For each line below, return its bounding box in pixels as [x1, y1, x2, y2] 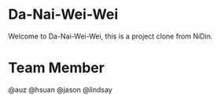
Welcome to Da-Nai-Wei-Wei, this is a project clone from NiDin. [8, 31, 213, 41]
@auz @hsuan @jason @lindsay [8, 85, 112, 94]
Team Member [8, 59, 104, 77]
